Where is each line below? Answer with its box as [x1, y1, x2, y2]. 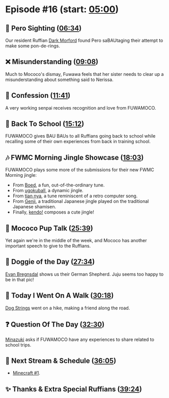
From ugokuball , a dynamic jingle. [12, 188, 84, 194]
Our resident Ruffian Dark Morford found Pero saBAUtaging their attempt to [5, 37, 163, 43]
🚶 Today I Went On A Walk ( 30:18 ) [5, 291, 114, 300]
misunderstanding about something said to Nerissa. [5, 76, 114, 83]
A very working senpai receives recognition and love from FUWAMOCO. [5, 104, 156, 111]
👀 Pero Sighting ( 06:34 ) [5, 24, 82, 33]
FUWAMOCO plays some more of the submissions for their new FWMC [5, 167, 154, 173]
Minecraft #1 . [12, 370, 41, 376]
